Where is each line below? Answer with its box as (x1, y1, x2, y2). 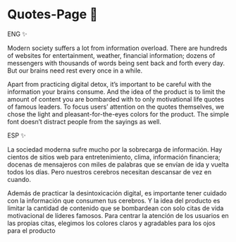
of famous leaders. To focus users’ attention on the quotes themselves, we (7, 102, 225, 111)
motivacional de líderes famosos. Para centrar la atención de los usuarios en (7, 211, 229, 219)
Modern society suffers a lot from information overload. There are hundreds (7, 44, 228, 52)
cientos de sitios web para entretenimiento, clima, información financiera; (7, 152, 221, 161)
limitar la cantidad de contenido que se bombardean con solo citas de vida (7, 204, 224, 212)
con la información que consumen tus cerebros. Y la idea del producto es (7, 196, 221, 205)
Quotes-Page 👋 (7, 6, 99, 23)
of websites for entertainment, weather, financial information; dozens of (7, 51, 216, 59)
